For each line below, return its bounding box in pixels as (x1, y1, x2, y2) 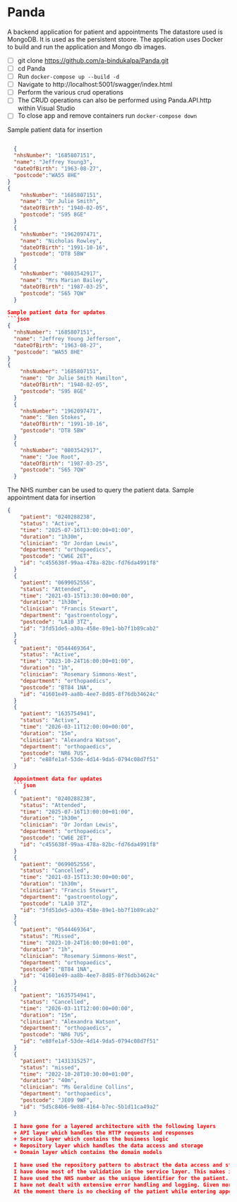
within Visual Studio (17, 104, 75, 113)
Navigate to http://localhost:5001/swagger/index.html (17, 80, 173, 89)
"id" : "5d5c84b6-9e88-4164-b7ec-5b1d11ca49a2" (20, 1103, 159, 1110)
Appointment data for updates (13, 775, 102, 783)
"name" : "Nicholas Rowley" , (20, 237, 102, 244)
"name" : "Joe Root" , (20, 453, 80, 461)
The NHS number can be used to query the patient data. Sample (7, 486, 194, 494)
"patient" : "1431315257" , (20, 1057, 97, 1064)
